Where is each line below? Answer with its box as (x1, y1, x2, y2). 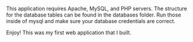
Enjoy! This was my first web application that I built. (6, 29, 131, 36)
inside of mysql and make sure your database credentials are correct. (6, 18, 176, 24)
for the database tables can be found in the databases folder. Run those (6, 11, 182, 18)
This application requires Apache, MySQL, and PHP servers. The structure (6, 5, 188, 12)
